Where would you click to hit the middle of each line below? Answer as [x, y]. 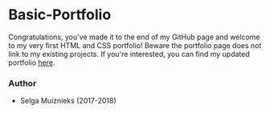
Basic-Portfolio [60, 15]
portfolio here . [32, 63]
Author [22, 83]
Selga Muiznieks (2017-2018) [68, 101]
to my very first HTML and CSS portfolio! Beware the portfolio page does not [135, 45]
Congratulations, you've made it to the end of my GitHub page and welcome [134, 37]
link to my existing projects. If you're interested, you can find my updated [129, 54]
